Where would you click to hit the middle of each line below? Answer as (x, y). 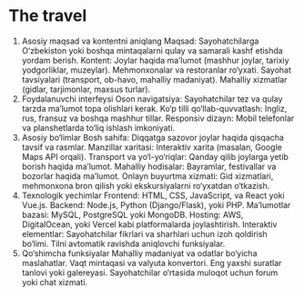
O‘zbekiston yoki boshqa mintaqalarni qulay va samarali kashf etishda (152, 50)
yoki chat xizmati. (55, 282)
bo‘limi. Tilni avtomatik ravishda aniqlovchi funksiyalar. (123, 243)
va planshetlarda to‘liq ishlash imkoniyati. (98, 127)
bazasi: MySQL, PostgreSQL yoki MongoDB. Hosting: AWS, (132, 214)
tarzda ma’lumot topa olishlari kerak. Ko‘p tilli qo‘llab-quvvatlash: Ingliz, (154, 108)
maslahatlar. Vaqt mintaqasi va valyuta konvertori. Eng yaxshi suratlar (152, 262)
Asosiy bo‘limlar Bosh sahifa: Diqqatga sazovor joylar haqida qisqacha (152, 137)
